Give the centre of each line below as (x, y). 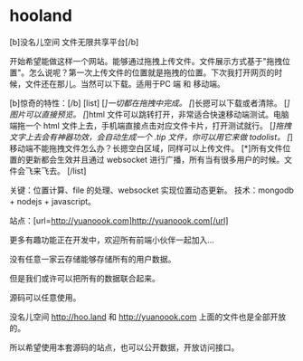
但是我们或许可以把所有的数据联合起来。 (85, 278)
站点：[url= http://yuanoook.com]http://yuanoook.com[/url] (119, 220)
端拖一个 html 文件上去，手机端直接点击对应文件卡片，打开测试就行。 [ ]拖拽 (151, 125)
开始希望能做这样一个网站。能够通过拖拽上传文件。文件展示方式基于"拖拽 (146, 61)
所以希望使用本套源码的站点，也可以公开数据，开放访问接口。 (124, 347)
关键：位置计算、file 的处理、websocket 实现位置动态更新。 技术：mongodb (151, 190)
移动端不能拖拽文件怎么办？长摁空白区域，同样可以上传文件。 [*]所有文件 (146, 148)
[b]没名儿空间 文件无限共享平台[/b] (74, 42)
